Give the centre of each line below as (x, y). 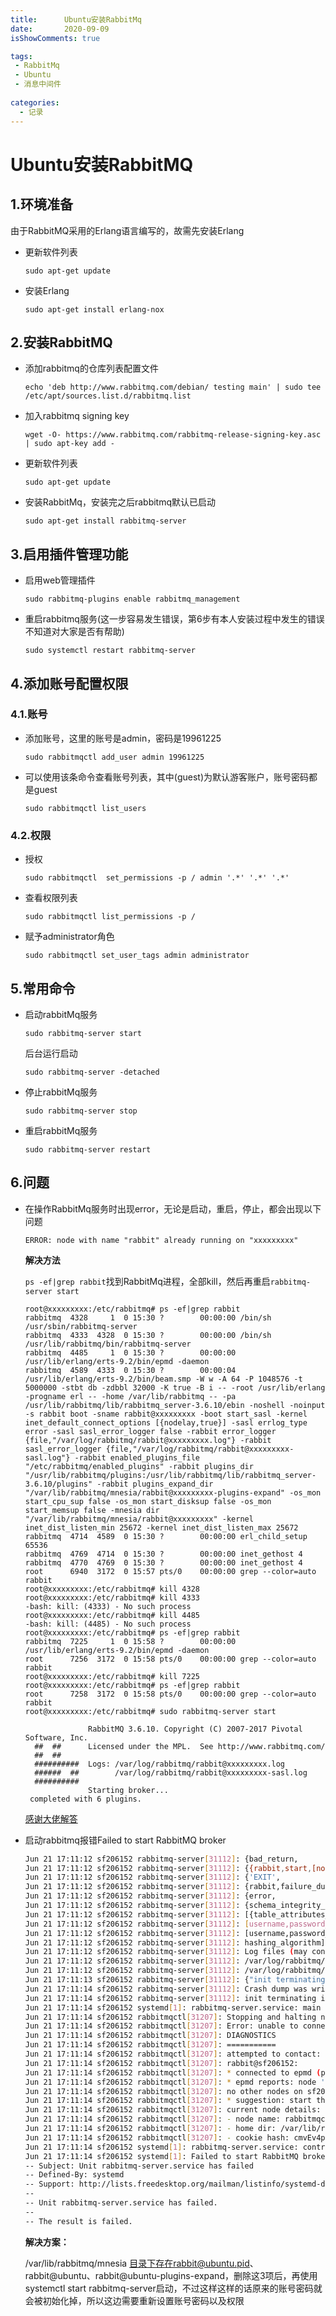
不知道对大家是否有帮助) (74, 632)
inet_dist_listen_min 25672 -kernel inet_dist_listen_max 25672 (161, 1527)
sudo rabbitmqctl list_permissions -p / (110, 917)
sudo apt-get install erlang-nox (94, 309)
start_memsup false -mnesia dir (92, 1510)
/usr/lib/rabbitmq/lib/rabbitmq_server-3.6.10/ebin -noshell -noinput (175, 1405)
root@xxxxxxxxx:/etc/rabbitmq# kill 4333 (112, 1597)
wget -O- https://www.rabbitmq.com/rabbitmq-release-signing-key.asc (173, 435)
